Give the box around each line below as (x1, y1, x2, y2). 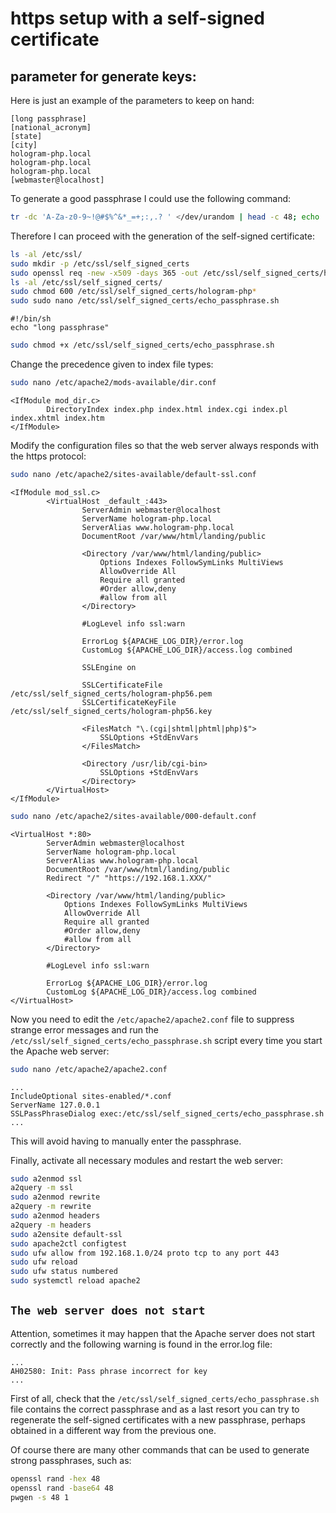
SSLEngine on (81, 662, 137, 672)
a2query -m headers (10, 1220, 92, 1230)
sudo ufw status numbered (10, 1267, 118, 1277)
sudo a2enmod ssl (10, 1173, 83, 1184)
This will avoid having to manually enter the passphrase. (10, 1135, 242, 1147)
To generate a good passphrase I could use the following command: (10, 193, 292, 204)
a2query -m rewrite (10, 1202, 92, 1212)
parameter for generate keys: (10, 68, 197, 85)
